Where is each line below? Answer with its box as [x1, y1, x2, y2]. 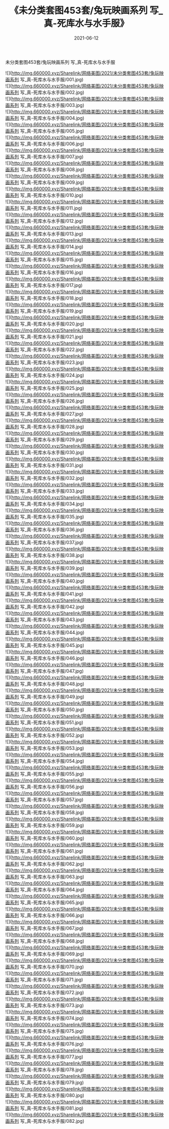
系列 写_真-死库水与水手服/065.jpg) [9, 899, 84, 905]
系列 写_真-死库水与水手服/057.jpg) [9, 796, 84, 802]
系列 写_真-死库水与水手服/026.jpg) [9, 398, 85, 404]
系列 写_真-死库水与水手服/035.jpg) [9, 513, 84, 519]
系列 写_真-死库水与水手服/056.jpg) [9, 783, 84, 790]
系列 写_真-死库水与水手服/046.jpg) [9, 655, 85, 661]
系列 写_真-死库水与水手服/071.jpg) [9, 976, 83, 982]
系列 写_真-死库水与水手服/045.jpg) [9, 642, 85, 648]
